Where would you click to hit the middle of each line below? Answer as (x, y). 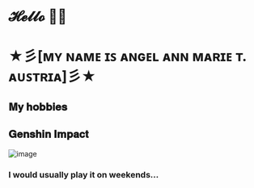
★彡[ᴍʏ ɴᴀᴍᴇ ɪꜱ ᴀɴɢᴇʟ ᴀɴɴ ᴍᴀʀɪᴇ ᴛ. (127, 56)
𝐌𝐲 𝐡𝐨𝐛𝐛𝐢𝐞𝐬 (38, 107)
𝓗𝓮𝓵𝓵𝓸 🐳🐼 (38, 17)
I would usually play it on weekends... (84, 174)
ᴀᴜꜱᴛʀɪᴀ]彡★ (53, 77)
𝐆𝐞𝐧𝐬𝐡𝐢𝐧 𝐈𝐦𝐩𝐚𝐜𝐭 (49, 134)
